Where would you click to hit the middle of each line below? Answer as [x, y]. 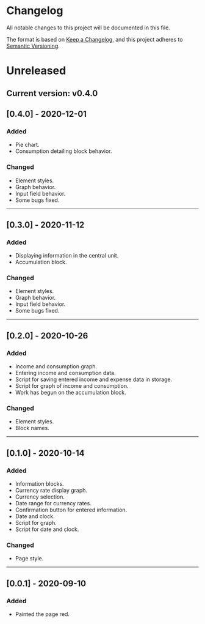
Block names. [32, 428]
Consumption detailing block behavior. [63, 151]
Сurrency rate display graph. [51, 491]
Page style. [29, 559]
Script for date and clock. [47, 529]
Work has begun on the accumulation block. [70, 393]
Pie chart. [27, 145]
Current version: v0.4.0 [52, 93]
